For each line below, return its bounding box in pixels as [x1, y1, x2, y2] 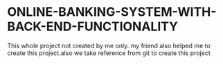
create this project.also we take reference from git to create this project [7, 49, 211, 57]
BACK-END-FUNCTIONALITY [7, 19, 179, 34]
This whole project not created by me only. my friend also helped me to [7, 41, 211, 50]
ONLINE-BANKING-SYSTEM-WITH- [7, 4, 217, 20]
